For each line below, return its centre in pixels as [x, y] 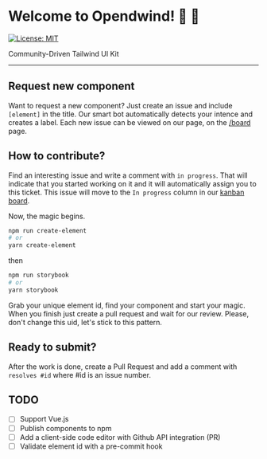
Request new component [72, 86]
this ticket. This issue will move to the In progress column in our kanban [126, 192]
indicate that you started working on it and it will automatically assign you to [132, 183]
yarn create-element [43, 245]
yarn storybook [33, 290]
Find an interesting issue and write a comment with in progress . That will [128, 175]
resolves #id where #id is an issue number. [79, 375]
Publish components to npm [66, 428]
